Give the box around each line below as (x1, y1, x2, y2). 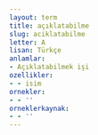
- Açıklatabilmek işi (9, 63, 90, 72)
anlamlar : (9, 54, 46, 63)
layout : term (9, 12, 58, 22)
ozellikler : (9, 71, 53, 80)
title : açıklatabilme (9, 21, 90, 30)
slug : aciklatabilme (9, 29, 86, 38)
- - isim (9, 79, 42, 88)
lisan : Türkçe (9, 46, 62, 55)
